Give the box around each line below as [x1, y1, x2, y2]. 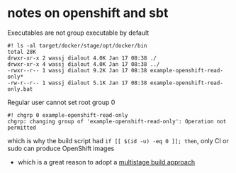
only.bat [7, 85, 33, 93]
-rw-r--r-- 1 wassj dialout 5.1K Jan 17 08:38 [7, 79, 147, 86]
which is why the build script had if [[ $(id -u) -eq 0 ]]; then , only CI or [7, 136, 229, 145]
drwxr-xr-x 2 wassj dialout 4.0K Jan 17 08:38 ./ [7, 55, 157, 62]
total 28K [7, 48, 37, 55]
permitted [7, 124, 37, 131]
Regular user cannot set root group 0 [7, 98, 116, 106]
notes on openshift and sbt [7, 5, 169, 21]
